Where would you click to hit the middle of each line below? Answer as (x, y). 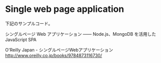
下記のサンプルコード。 (29, 23)
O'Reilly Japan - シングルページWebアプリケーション (59, 50)
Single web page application (65, 9)
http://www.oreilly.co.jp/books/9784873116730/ (54, 55)
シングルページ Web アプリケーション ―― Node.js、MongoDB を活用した (80, 34)
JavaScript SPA (21, 39)
